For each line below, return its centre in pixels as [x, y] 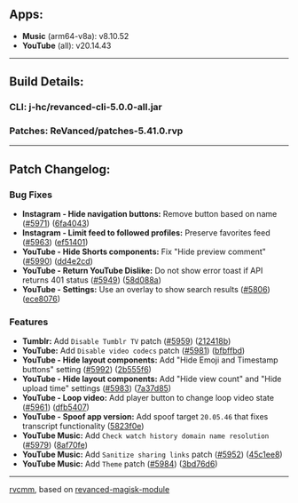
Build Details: [47, 82]
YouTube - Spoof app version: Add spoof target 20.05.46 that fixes [145, 417]
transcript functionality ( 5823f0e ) [83, 427]
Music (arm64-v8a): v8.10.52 [75, 36]
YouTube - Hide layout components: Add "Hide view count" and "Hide [152, 379]
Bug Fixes [31, 195]
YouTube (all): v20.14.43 [67, 45]
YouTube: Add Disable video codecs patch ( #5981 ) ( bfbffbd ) [133, 351]
